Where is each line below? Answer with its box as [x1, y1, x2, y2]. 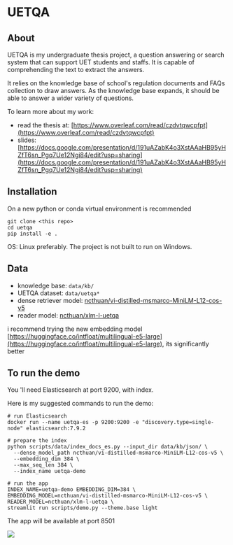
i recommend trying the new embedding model [7, 325, 143, 333]
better [7, 347, 25, 355]
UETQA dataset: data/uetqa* [17, 288, 100, 297]
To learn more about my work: [7, 108, 94, 115]
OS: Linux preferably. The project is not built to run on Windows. [7, 242, 192, 250]
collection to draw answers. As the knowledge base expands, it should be [7, 87, 220, 94]
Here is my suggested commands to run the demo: [7, 399, 154, 408]
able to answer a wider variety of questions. [7, 94, 134, 102]
